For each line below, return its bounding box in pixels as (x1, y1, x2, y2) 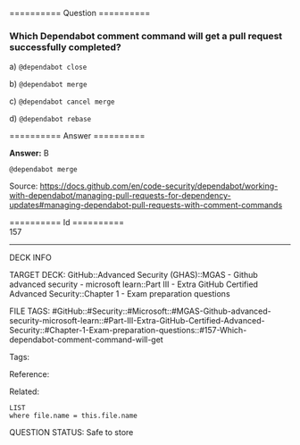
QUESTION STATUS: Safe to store (9, 427, 134, 438)
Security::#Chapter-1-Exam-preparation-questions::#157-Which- (9, 325, 247, 336)
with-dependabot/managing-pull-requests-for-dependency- (9, 190, 231, 201)
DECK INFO (9, 252, 52, 263)
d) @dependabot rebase (9, 113, 92, 124)
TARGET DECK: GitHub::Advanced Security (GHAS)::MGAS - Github (9, 270, 259, 281)
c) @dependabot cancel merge (9, 96, 115, 106)
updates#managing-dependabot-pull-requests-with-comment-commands (9, 200, 283, 211)
